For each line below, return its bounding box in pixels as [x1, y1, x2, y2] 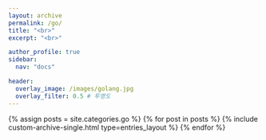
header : [8, 77, 34, 85]
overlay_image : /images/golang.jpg [15, 84, 134, 92]
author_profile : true [8, 49, 81, 56]
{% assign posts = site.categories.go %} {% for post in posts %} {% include [8, 114, 258, 123]
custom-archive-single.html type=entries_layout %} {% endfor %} [8, 122, 226, 132]
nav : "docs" [15, 63, 56, 72]
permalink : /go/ [8, 19, 62, 27]
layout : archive [8, 11, 62, 20]
